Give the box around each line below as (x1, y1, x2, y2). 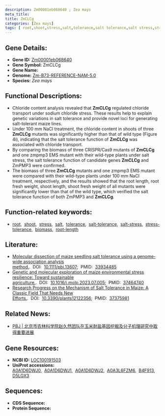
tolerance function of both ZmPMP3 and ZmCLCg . (12, 194, 114, 200)
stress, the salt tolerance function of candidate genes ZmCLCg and (12, 157, 149, 163)
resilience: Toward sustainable (12, 274, 74, 280)
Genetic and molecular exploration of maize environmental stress (12, 269, 144, 275)
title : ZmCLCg (5, 16, 34, 21)
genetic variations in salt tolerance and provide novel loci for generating (12, 115, 158, 121)
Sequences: (5, 387, 43, 395)
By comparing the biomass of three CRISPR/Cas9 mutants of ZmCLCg (12, 147, 155, 152)
